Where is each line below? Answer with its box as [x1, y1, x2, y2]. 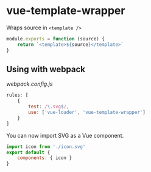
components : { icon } [17, 155, 72, 161]
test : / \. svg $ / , [28, 103, 69, 110]
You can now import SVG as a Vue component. [6, 132, 124, 139]
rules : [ [6, 92, 29, 99]
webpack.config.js [6, 80, 53, 88]
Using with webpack [6, 64, 85, 74]
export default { [6, 149, 51, 155]
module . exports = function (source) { [6, 36, 105, 42]
